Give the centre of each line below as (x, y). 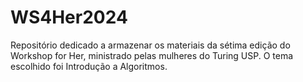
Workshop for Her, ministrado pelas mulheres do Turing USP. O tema (152, 55)
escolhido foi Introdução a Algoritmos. (89, 66)
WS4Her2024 (69, 17)
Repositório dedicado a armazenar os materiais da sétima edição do (150, 45)
